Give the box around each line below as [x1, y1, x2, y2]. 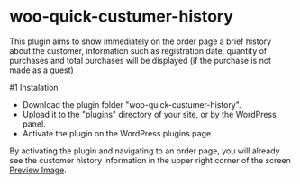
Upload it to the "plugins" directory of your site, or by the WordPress [22, 109, 277, 119]
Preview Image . [9, 164, 68, 175]
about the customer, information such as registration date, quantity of [9, 45, 268, 56]
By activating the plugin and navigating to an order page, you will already [9, 145, 280, 156]
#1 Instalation [9, 82, 59, 92]
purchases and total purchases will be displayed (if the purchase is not [9, 55, 272, 66]
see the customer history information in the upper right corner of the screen [9, 154, 291, 165]
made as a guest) [9, 65, 74, 75]
